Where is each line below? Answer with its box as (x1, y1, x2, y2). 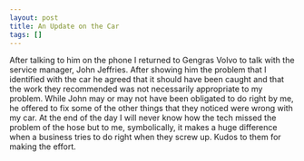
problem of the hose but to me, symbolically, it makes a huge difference (9, 122, 278, 133)
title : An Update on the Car (9, 22, 120, 31)
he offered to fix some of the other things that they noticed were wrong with (9, 103, 293, 114)
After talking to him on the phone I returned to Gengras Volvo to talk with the (9, 55, 295, 66)
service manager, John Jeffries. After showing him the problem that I (9, 64, 267, 75)
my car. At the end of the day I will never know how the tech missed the (9, 112, 277, 123)
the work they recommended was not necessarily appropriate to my (9, 83, 263, 95)
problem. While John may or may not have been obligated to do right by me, (9, 93, 294, 104)
